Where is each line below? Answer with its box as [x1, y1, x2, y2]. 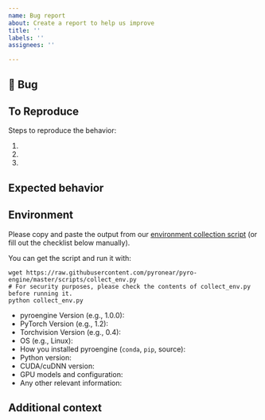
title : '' [8, 26, 41, 34]
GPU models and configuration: [19, 369, 123, 379]
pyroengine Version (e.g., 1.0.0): [19, 310, 125, 320]
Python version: [19, 352, 72, 362]
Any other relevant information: [19, 378, 122, 387]
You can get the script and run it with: [8, 253, 131, 262]
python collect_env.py [8, 296, 84, 305]
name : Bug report [8, 11, 66, 20]
